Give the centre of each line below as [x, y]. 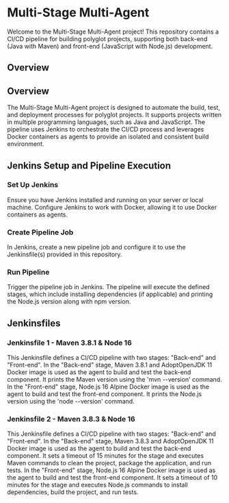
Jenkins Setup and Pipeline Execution [89, 165]
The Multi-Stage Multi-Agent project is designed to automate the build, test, [114, 108]
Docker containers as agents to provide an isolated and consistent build [108, 137]
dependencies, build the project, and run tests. [73, 492]
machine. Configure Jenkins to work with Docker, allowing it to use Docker [112, 207]
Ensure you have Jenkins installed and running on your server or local [105, 199]
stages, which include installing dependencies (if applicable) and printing [110, 294]
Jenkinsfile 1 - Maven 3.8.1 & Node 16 [69, 343]
